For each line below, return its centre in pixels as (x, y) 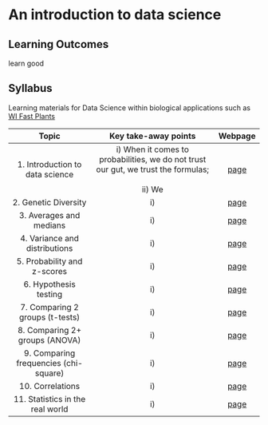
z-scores (49, 271)
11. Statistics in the (49, 399)
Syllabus (31, 88)
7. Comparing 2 (49, 307)
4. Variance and (49, 238)
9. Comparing (49, 353)
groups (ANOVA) (49, 340)
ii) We (152, 189)
